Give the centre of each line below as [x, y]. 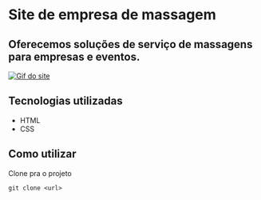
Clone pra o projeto [40, 173]
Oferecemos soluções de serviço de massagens [130, 44]
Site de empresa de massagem [113, 15]
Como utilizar [43, 154]
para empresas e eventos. [74, 56]
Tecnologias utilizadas [65, 101]
